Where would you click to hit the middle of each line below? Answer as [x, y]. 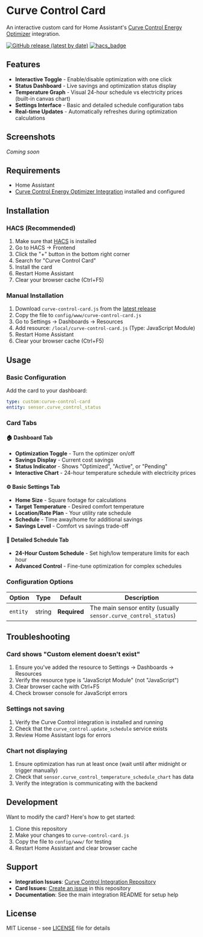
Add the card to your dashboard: [47, 391]
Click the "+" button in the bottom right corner [72, 254]
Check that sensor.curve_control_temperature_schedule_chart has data [105, 776]
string [43, 611]
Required [71, 611]
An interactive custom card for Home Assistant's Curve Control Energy [94, 27]
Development [32, 802]
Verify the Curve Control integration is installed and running [89, 722]
